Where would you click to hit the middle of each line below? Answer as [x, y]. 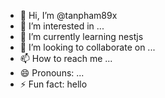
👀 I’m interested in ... [62, 26]
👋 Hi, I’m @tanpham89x [68, 15]
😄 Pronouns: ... [52, 73]
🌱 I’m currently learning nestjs [81, 36]
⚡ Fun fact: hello [53, 84]
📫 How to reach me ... [66, 58]
